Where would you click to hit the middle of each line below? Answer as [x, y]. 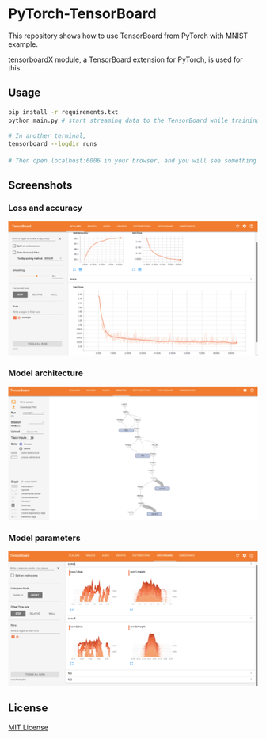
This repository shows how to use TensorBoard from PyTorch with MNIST [128, 36]
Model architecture [46, 373]
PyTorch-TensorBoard [82, 14]
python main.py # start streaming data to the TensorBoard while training [134, 120]
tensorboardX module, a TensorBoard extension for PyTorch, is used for [125, 59]
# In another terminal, [47, 135]
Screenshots [40, 186]
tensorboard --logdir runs [53, 144]
